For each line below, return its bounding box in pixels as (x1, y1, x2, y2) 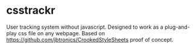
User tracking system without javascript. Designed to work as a (6, 23, 164, 30)
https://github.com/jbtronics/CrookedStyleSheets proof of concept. (6, 36, 174, 43)
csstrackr (6, 4, 55, 17)
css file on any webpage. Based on (17, 29, 106, 36)
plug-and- (165, 23, 190, 30)
